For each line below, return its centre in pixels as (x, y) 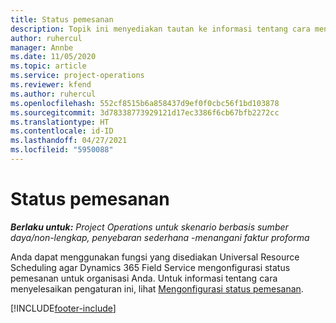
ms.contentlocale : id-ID (62, 131)
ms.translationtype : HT (60, 122)
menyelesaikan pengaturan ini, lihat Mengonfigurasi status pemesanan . (157, 288)
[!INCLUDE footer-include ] (63, 308)
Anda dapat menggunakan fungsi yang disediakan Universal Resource (155, 257)
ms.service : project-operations (77, 76)
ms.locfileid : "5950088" (62, 150)
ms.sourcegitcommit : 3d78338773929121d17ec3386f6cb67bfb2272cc (145, 112)
